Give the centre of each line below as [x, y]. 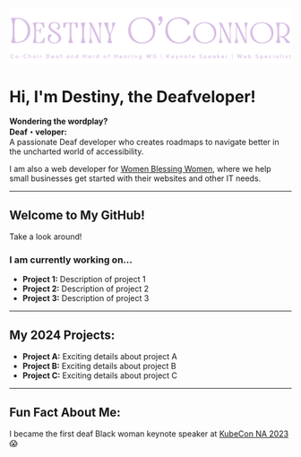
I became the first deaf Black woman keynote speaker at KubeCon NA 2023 [149, 434]
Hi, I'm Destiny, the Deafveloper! [133, 96]
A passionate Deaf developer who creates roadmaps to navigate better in [144, 142]
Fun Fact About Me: [65, 412]
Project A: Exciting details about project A [99, 357]
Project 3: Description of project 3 [86, 298]
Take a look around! [46, 237]
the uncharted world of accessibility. [77, 151]
